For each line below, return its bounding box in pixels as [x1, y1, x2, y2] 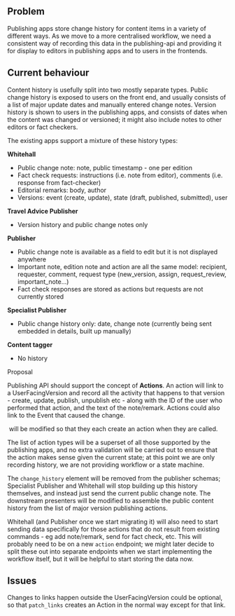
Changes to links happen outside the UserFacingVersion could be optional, [7, 594, 223, 602]
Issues [7, 575, 37, 587]
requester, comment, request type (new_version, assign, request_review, [17, 270, 227, 278]
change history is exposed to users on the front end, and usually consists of [7, 93, 226, 101]
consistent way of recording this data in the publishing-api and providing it [7, 39, 222, 48]
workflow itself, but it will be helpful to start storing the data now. [7, 554, 194, 563]
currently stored [17, 292, 64, 301]
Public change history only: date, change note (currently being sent [17, 319, 212, 328]
